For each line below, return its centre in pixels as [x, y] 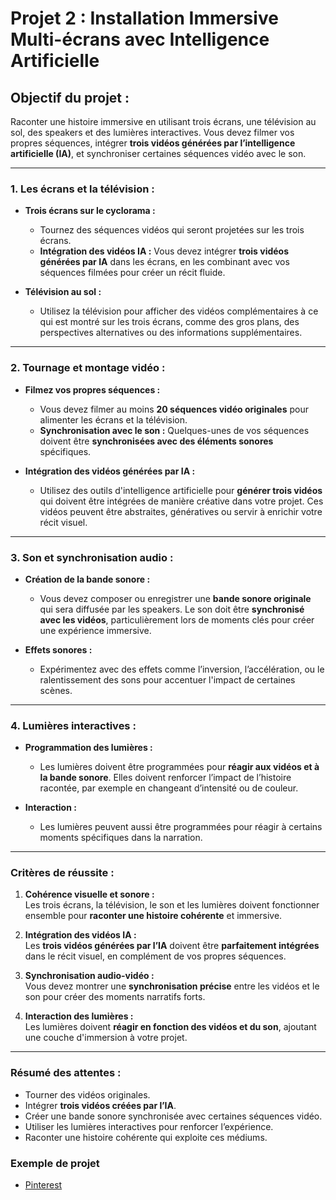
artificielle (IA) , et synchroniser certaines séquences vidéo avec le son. [158, 153]
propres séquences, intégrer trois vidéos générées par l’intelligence [153, 143]
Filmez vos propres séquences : [92, 389]
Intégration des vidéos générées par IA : [110, 471]
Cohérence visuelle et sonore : [89, 894]
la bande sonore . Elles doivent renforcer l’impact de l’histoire [165, 778]
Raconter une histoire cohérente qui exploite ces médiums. [146, 1137]
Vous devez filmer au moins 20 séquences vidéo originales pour [174, 409]
